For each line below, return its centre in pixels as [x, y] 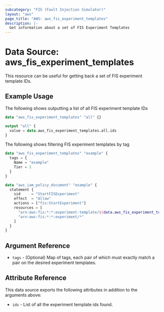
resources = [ [28, 208]
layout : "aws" [20, 14]
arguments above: [23, 295]
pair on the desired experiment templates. [54, 263]
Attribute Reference [36, 278]
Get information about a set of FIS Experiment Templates [70, 28]
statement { [22, 189]
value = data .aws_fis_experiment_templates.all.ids [63, 131]
